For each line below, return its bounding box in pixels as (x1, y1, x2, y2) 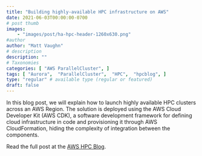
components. (6, 131, 39, 138)
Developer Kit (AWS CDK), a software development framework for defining (6, 112, 192, 119)
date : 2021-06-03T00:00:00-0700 (6, 15, 88, 21)
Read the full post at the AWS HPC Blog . (6, 143, 106, 150)
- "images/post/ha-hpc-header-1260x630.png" (17, 32, 131, 38)
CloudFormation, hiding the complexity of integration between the (6, 125, 171, 132)
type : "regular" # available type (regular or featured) (6, 76, 153, 83)
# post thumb (6, 20, 39, 26)
